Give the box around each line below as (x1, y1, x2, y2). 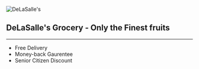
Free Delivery (14, 44, 48, 51)
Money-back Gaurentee (14, 51, 73, 58)
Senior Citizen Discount (14, 57, 73, 64)
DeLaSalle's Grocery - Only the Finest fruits (6, 23, 170, 33)
